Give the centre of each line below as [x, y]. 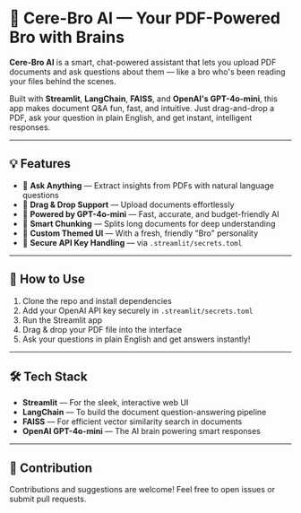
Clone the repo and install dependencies [97, 300]
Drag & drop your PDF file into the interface [102, 329]
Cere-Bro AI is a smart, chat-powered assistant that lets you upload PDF [143, 62]
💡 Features [40, 164]
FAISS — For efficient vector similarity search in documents [132, 422]
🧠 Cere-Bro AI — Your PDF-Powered [145, 18]
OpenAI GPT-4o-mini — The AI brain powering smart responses [142, 431]
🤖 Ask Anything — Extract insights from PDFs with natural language [148, 185]
